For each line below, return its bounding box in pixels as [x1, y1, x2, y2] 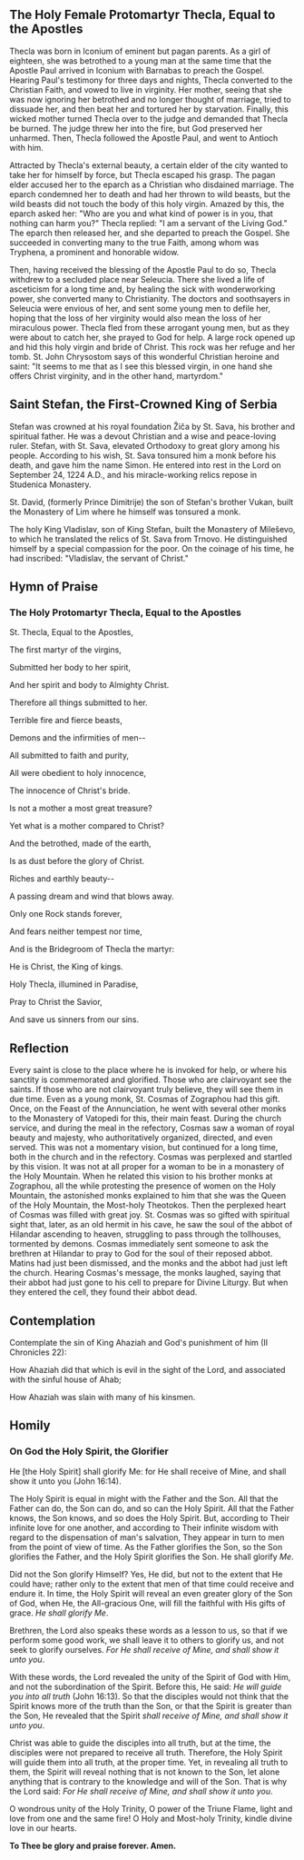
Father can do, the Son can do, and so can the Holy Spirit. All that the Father [9, 1503, 295, 1514]
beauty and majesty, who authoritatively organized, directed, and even [9, 1132, 273, 1143]
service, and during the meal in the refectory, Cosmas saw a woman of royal [9, 1122, 295, 1134]
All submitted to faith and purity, [9, 750, 130, 761]
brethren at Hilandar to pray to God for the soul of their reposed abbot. [9, 1248, 273, 1259]
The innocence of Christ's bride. [9, 785, 131, 796]
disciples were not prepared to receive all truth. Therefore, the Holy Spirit [9, 1746, 283, 1757]
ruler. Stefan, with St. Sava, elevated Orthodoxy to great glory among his [9, 440, 280, 451]
